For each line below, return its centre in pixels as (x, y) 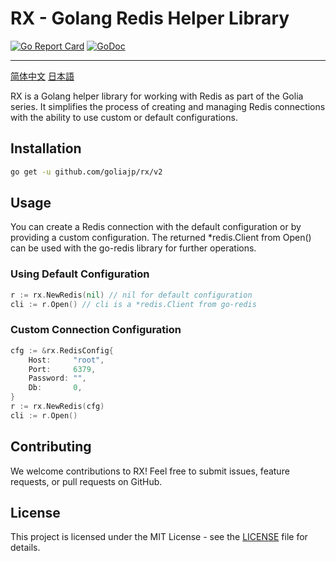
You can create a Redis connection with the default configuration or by (156, 227)
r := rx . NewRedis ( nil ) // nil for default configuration (131, 295)
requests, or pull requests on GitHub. (86, 481)
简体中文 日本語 (42, 76)
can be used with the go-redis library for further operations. (133, 248)
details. (25, 548)
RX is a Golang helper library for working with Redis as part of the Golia (157, 96)
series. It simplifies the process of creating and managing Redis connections (168, 106)
